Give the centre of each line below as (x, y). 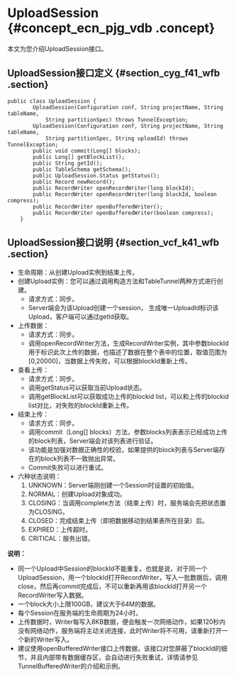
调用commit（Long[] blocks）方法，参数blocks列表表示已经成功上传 (128, 431)
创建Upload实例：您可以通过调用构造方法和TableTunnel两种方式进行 (117, 281)
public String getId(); (68, 163)
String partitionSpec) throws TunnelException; (117, 120)
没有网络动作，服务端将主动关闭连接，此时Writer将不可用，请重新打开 (119, 630)
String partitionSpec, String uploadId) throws (117, 138)
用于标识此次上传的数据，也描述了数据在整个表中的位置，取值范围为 (128, 352)
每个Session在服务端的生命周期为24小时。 (80, 612)
